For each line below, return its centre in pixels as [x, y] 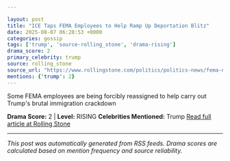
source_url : [24, 70]
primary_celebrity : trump [44, 58]
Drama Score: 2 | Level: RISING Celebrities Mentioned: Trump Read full [109, 116]
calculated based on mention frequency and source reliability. [95, 150]
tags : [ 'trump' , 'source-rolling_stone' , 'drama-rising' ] [91, 45]
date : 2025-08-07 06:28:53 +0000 [55, 32]
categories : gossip [35, 38]
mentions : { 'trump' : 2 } [41, 76]
